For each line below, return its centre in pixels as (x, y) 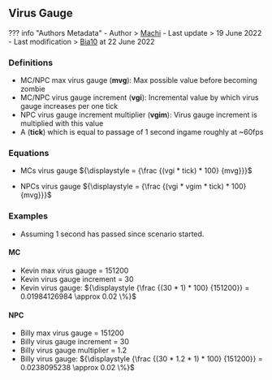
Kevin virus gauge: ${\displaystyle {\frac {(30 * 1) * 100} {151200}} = (135, 287)
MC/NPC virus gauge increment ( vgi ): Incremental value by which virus (139, 97)
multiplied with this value (62, 123)
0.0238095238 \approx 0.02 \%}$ (78, 368)
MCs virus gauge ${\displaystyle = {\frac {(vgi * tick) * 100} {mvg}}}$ (136, 171)
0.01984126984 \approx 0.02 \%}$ (78, 296)
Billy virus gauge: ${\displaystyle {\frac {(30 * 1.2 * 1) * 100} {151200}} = (141, 359)
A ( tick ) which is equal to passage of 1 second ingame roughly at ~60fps (142, 132)
